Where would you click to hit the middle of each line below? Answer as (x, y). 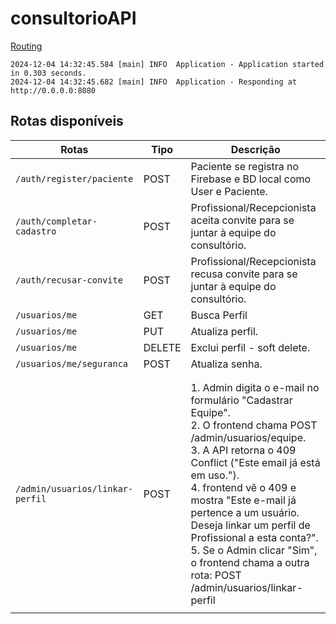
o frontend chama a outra (250, 562)
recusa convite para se (244, 274)
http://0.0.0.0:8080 (53, 90)
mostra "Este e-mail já (243, 500)
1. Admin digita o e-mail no (255, 387)
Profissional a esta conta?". (254, 537)
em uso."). (215, 475)
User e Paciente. (229, 191)
